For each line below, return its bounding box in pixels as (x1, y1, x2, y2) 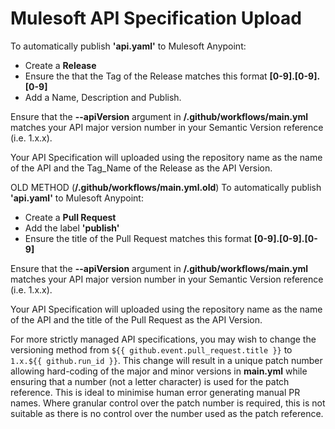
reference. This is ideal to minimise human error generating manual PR (10, 386, 301, 398)
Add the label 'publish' (24, 222, 120, 234)
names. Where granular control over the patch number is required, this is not (10, 397, 326, 409)
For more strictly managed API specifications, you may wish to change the (10, 333, 317, 345)
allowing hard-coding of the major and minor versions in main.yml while (10, 365, 308, 377)
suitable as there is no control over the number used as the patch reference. (10, 407, 324, 419)
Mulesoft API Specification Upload (10, 7, 302, 30)
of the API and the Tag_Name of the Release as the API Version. (10, 162, 273, 174)
